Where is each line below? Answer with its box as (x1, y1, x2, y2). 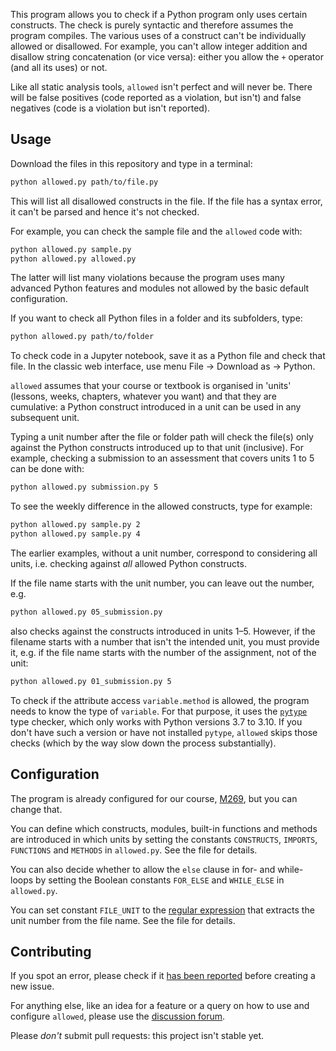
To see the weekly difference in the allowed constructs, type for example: (10, 500, 313, 513)
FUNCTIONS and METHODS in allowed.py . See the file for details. (10, 844, 258, 856)
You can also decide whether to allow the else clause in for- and (10, 863, 276, 875)
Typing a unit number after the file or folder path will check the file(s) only (10, 431, 314, 443)
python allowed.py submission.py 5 (10, 482, 159, 493)
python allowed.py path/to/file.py (10, 177, 159, 187)
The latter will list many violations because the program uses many (10, 272, 285, 284)
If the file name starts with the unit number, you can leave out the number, (10, 577, 315, 589)
